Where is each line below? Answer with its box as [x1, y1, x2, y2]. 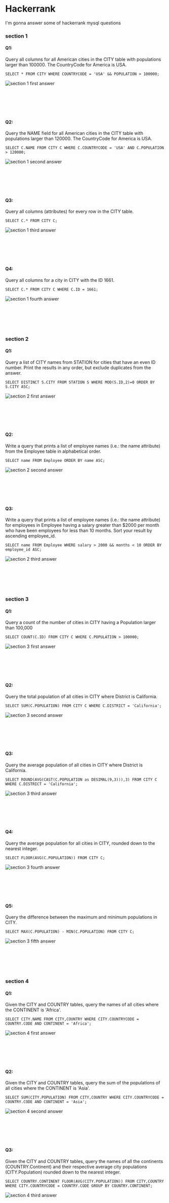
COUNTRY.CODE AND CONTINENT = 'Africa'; [5, 1021, 92, 1027]
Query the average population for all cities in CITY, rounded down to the [5, 840, 155, 846]
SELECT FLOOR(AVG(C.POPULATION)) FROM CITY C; [5, 855, 105, 860]
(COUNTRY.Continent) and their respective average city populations [5, 1163, 147, 1170]
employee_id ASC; [5, 547, 42, 553]
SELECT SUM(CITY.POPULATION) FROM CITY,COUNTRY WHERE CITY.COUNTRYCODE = [5, 1095, 164, 1100]
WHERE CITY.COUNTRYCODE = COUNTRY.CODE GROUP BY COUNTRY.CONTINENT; [5, 1183, 153, 1188]
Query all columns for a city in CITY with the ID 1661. [5, 277, 115, 283]
